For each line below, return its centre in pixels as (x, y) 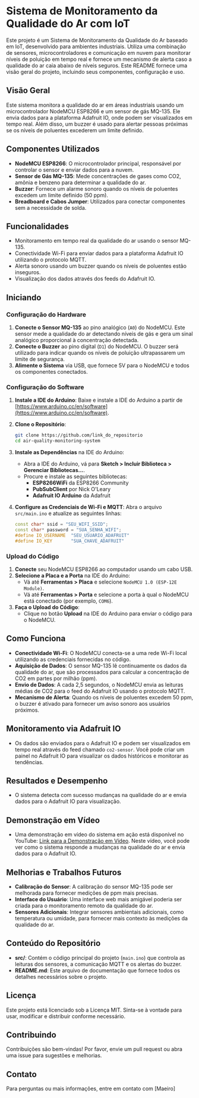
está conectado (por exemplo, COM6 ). (68, 601)
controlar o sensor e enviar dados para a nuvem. (74, 170)
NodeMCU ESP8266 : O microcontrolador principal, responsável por (98, 163)
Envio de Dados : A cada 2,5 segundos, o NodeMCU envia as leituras (99, 684)
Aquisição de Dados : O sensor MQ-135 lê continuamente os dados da (101, 665)
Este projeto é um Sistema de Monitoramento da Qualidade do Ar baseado (97, 40)
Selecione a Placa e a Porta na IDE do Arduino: (72, 575)
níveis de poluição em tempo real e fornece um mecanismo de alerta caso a (99, 59)
